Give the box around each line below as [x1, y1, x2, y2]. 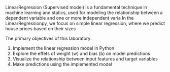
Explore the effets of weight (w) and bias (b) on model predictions [12, 50, 151, 56]
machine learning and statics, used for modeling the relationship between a [5, 10, 163, 16]
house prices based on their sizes [5, 26, 76, 32]
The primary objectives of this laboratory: [5, 35, 92, 41]
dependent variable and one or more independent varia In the [5, 15, 134, 21]
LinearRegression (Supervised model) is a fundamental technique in [5, 5, 147, 10]
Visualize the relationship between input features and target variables [12, 56, 158, 62]
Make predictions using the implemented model [12, 61, 113, 67]
